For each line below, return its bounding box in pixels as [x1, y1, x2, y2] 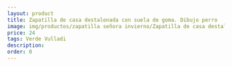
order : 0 [7, 49, 32, 56]
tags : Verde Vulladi [7, 36, 67, 43]
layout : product [7, 10, 54, 17]
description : [7, 42, 45, 49]
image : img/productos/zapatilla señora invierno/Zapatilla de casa [7, 23, 206, 30]
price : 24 [7, 29, 36, 36]
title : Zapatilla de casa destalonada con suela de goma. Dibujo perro [7, 16, 217, 23]
